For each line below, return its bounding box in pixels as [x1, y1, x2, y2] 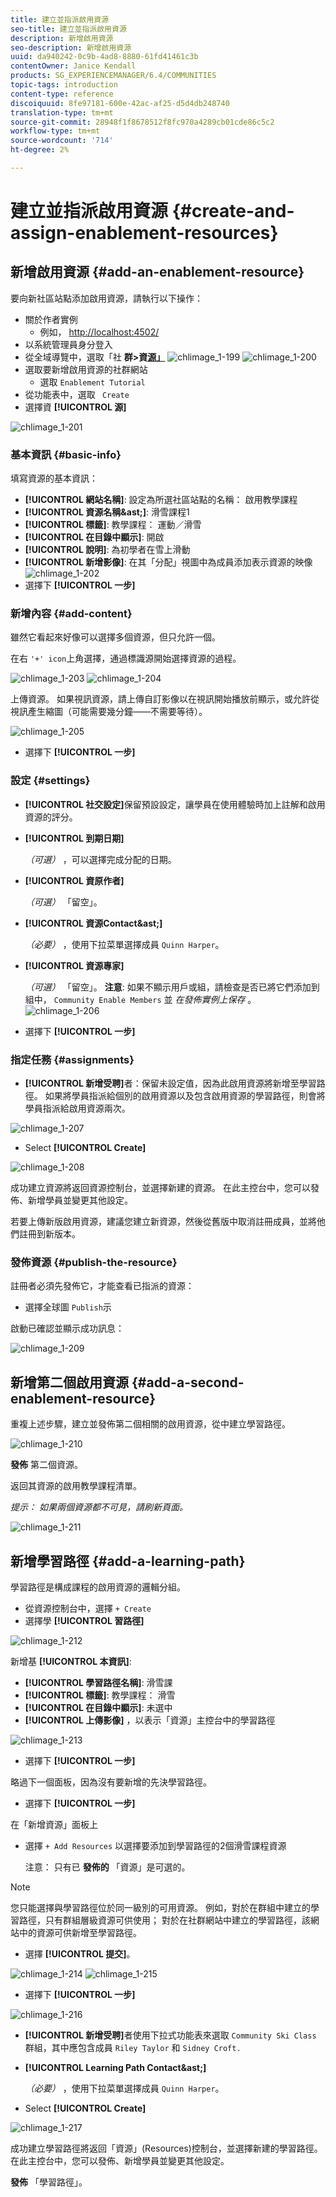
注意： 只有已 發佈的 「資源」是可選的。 [24, 1861, 191, 1873]
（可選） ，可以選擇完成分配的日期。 [24, 853, 177, 865]
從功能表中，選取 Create [24, 388, 130, 400]
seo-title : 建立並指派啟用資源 [10, 24, 127, 34]
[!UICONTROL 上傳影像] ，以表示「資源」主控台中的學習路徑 [24, 1714, 276, 1726]
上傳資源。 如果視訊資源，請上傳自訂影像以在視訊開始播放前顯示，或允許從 [10, 693, 320, 705]
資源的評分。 [24, 811, 78, 823]
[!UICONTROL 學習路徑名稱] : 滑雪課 [24, 1676, 173, 1688]
